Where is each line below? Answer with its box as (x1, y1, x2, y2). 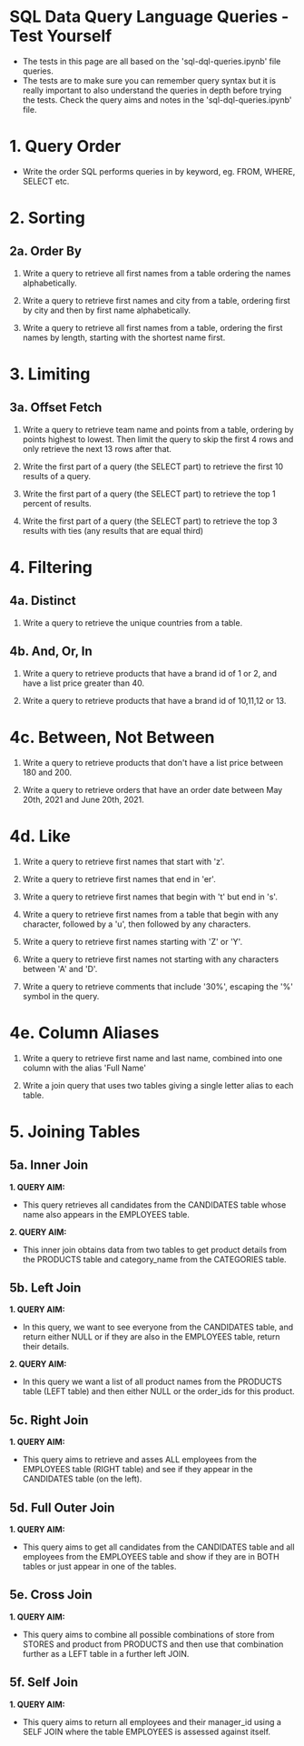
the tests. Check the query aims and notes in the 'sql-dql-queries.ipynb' (22, 94, 292, 105)
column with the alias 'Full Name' (22, 1062, 147, 1073)
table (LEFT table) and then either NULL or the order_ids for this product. (22, 1386, 295, 1397)
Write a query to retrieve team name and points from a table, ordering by (22, 424, 294, 435)
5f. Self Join (9, 1675, 79, 1691)
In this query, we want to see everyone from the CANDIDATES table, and (22, 1321, 293, 1333)
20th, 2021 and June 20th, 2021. (22, 794, 145, 805)
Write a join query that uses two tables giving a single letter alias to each (22, 1079, 294, 1090)
